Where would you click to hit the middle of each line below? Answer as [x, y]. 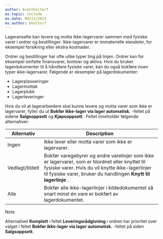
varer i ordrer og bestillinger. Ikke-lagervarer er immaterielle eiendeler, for [79, 42]
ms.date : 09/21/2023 [26, 18]
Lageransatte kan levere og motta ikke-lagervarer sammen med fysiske [76, 37]
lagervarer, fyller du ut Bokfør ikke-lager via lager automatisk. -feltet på [78, 112]
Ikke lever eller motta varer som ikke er [88, 142]
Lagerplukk [23, 92]
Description [100, 134]
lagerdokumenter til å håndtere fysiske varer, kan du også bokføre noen [77, 67]
